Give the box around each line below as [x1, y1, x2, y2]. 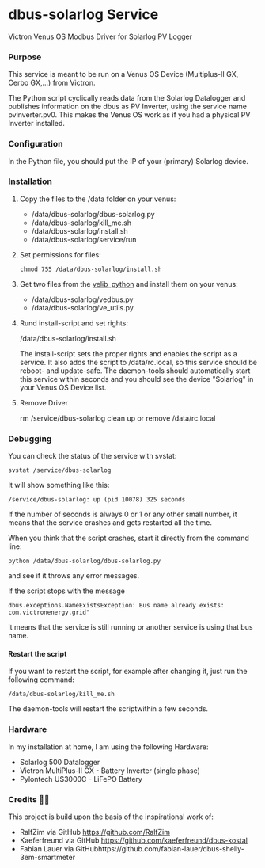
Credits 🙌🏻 [8, 794, 50, 805]
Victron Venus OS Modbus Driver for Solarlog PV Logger [8, 32, 192, 41]
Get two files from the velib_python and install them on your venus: [19, 279, 239, 288]
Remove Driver [19, 398, 69, 407]
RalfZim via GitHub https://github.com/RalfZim [19, 827, 171, 836]
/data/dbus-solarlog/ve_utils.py [31, 303, 134, 312]
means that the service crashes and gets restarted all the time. [8, 518, 212, 527]
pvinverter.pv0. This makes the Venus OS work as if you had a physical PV [8, 110, 251, 120]
